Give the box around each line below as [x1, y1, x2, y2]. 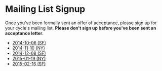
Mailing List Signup [5, 3, 85, 15]
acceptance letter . [5, 30, 43, 36]
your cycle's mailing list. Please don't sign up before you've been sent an [5, 25, 157, 31]
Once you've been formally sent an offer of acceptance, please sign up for [5, 20, 157, 26]
